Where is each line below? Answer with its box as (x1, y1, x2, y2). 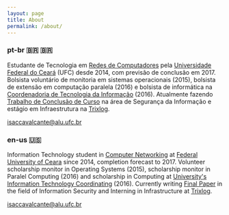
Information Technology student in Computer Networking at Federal (7, 150, 198, 158)
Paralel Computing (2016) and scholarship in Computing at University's (7, 172, 207, 180)
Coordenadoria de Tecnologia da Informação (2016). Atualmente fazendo (7, 90, 213, 98)
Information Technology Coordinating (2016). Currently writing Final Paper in (7, 179, 223, 188)
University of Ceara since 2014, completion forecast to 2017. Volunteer (7, 157, 206, 166)
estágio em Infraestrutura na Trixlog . (7, 104, 110, 113)
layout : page (7, 10, 44, 17)
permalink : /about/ (7, 23, 63, 29)
